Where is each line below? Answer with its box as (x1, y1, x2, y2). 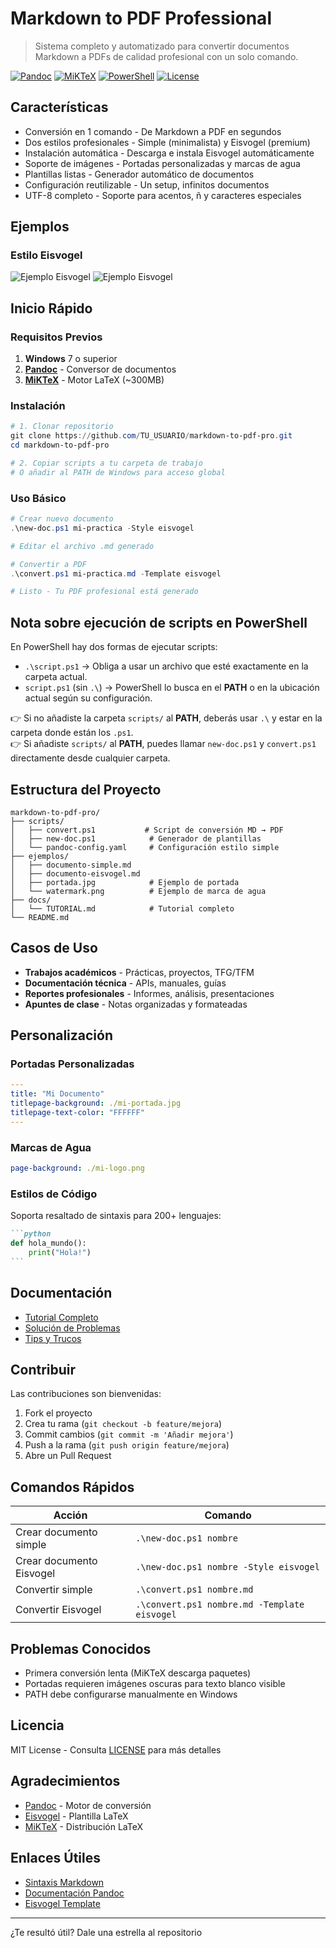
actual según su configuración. (24, 692, 153, 704)
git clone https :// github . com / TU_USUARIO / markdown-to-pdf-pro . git (10, 431, 293, 441)
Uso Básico (10, 491, 67, 505)
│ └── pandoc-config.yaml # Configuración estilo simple (10, 842, 280, 852)
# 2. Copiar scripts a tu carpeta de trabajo (10, 458, 203, 469)
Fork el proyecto (24, 1407, 93, 1419)
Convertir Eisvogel (15, 1603, 102, 1617)
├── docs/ (10, 895, 52, 905)
